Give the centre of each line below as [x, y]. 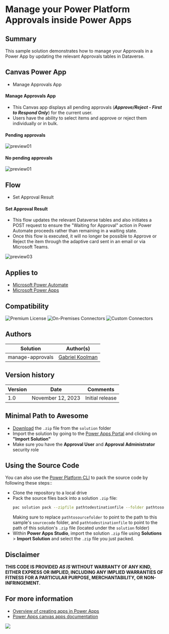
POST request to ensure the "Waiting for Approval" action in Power [82, 225]
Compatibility [27, 306]
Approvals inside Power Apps [69, 20]
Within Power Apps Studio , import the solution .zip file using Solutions [87, 533]
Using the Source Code [42, 465]
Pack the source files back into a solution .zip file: [65, 498]
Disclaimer [22, 555]
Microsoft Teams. [31, 247]
